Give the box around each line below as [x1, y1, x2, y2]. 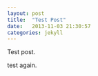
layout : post [7, 10, 45, 17]
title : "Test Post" [7, 16, 67, 23]
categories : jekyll [7, 29, 63, 36]
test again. [7, 61, 37, 69]
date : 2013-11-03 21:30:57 [7, 23, 91, 29]
